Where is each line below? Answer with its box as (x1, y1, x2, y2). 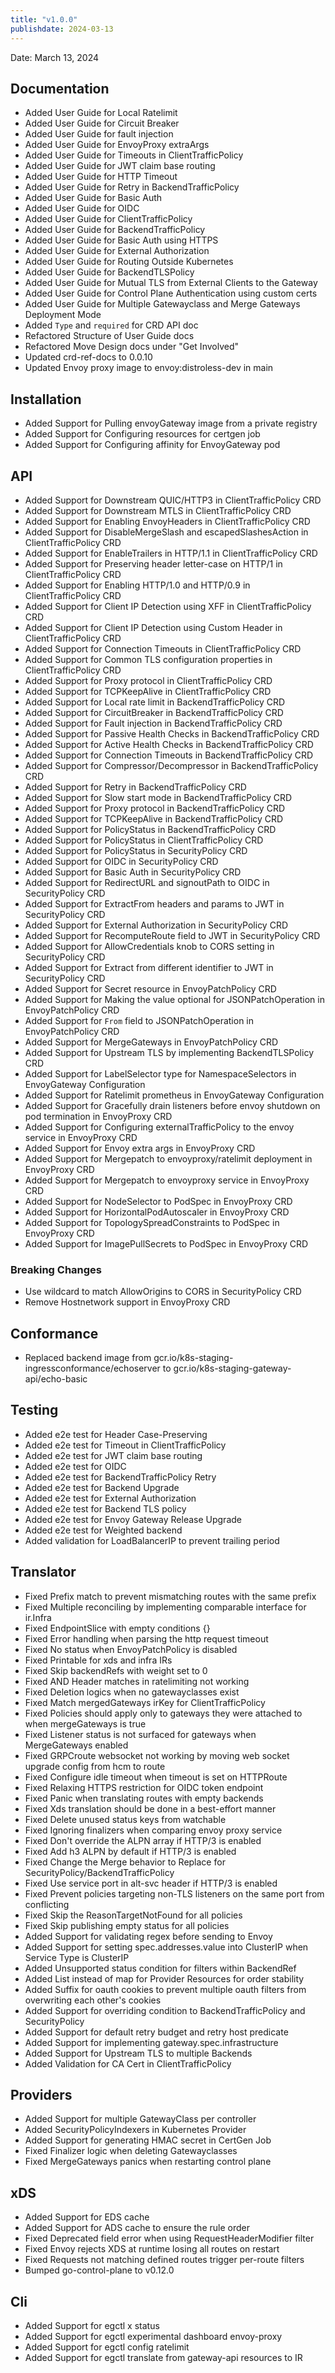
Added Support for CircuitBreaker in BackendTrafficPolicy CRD (24, 706, 284, 718)
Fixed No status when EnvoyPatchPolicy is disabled (24, 1643, 238, 1655)
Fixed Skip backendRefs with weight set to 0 (24, 1664, 208, 1676)
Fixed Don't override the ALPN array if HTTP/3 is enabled (24, 1834, 262, 1846)
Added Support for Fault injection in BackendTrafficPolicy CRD (24, 717, 283, 729)
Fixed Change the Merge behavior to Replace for (24, 1856, 226, 1868)
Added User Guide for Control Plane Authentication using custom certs (24, 287, 318, 300)
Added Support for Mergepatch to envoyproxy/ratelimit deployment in (24, 1152, 313, 1165)
